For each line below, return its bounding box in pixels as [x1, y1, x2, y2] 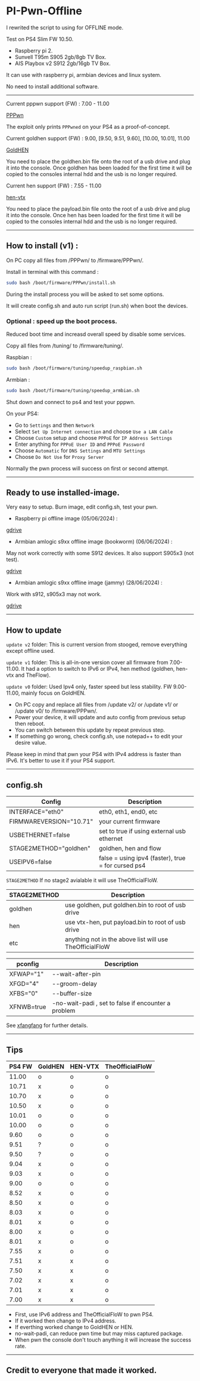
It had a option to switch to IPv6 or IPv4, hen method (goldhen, [21, 665, 175, 673]
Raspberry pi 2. [14, 47, 53, 54]
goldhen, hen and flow [99, 844, 162, 853]
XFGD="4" [9, 980, 39, 988]
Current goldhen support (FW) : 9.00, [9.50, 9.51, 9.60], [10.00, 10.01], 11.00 [6, 134, 190, 141]
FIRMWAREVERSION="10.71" [9, 818, 93, 826]
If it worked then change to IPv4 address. [14, 1317, 117, 1324]
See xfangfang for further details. [6, 1022, 88, 1029]
